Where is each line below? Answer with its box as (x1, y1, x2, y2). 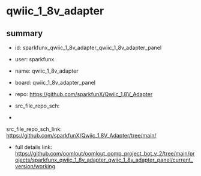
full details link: (14, 144, 53, 151)
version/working (14, 163, 56, 169)
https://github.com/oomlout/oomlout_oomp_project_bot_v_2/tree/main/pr (14, 150, 195, 157)
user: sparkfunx (14, 56, 55, 62)
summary (6, 28, 43, 38)
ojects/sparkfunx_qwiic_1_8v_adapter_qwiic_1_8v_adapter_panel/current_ (14, 156, 193, 163)
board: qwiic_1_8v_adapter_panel (14, 79, 96, 86)
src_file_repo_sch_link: (6, 126, 62, 133)
